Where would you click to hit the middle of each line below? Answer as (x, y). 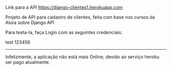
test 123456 (18, 42)
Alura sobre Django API (30, 23)
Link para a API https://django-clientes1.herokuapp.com (64, 7)
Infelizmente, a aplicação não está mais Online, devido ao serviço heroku (82, 57)
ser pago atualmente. (28, 62)
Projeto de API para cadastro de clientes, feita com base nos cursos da (80, 17)
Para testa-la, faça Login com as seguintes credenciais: (64, 32)
